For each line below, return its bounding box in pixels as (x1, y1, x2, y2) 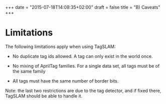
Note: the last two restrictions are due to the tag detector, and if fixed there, (5, 87, 161, 93)
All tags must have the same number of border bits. (12, 77, 119, 84)
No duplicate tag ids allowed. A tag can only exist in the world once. (12, 53, 153, 59)
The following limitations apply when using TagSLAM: (5, 43, 116, 49)
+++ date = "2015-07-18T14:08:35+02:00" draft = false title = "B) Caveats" (5, 4, 160, 10)
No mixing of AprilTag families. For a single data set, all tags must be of (12, 62, 160, 69)
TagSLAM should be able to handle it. (5, 92, 83, 99)
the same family (12, 68, 46, 74)
